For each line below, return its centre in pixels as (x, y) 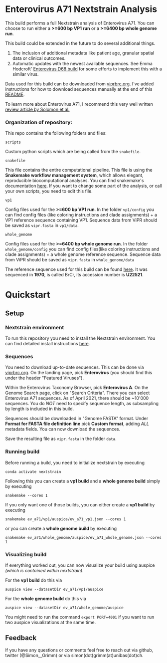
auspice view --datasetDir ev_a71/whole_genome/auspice (64, 608)
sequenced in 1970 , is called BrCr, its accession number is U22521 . (74, 275)
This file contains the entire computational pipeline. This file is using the (79, 170)
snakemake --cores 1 (27, 495)
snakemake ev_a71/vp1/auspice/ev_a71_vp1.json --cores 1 (66, 519)
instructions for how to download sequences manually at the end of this (79, 89)
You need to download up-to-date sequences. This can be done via (75, 367)
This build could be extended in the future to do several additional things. (80, 43)
